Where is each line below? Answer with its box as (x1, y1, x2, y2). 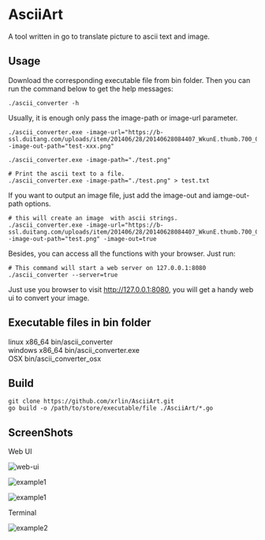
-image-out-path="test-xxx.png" (8, 142, 114, 150)
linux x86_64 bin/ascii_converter (8, 337, 113, 347)
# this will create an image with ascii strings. (8, 214, 178, 222)
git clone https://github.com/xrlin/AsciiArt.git (8, 397, 175, 406)
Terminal (8, 508, 37, 518)
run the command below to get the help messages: (8, 84, 174, 93)
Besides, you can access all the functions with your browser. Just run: (8, 249, 236, 258)
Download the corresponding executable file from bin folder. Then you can (8, 75, 251, 84)
